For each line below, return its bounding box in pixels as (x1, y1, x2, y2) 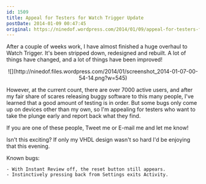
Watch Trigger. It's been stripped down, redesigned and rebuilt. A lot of (6, 50, 186, 57)
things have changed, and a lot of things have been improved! (6, 56, 162, 63)
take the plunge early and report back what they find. (6, 112, 141, 120)
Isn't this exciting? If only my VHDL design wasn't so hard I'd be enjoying (6, 136, 191, 144)
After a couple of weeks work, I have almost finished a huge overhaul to (6, 43, 188, 50)
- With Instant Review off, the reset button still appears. (6, 166, 166, 172)
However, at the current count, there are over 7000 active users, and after (6, 86, 193, 94)
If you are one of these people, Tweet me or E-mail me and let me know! (6, 124, 189, 132)
